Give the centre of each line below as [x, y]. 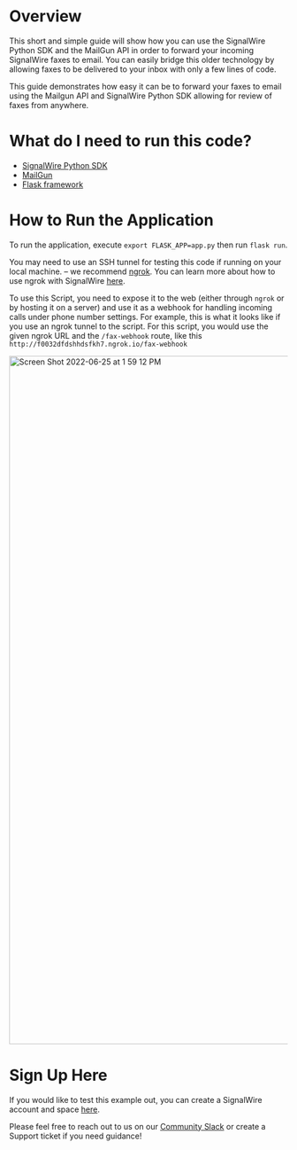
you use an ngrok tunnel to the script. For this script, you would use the [139, 326]
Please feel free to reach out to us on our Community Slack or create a [137, 1126]
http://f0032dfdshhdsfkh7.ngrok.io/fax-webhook [99, 344]
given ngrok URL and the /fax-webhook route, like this [106, 335]
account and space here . [54, 1109]
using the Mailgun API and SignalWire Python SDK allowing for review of [141, 96]
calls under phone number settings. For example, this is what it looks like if [145, 317]
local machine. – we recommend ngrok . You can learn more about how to [142, 271]
